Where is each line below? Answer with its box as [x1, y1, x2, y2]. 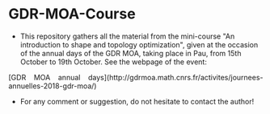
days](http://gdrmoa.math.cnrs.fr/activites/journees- [87, 72, 264, 82]
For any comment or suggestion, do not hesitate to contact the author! [19, 96, 255, 106]
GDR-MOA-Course [8, 5, 136, 23]
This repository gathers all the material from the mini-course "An [19, 31, 235, 41]
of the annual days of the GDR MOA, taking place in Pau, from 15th [19, 48, 242, 58]
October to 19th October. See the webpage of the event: [19, 57, 208, 67]
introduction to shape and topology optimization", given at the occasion [19, 39, 259, 49]
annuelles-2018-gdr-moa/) [8, 81, 97, 91]
